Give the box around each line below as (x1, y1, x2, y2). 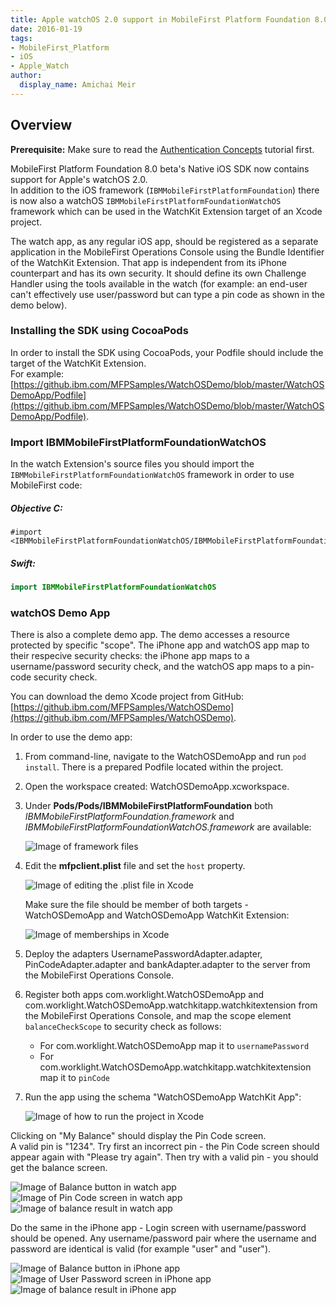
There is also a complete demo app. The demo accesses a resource (10, 629, 291, 641)
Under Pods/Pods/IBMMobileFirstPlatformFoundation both (24, 800, 273, 812)
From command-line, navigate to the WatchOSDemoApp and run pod (24, 751, 307, 763)
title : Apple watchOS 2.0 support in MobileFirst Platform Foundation (10, 14, 311, 25)
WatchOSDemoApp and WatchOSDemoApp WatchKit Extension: (24, 909, 290, 921)
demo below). (10, 299, 68, 311)
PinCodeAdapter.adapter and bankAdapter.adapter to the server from (24, 959, 311, 971)
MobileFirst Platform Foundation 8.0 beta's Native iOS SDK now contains (10, 162, 310, 175)
